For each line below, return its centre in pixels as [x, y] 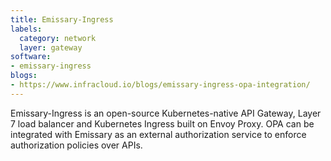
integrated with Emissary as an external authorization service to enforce [158, 134]
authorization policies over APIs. [76, 145]
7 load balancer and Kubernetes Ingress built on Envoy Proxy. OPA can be [162, 123]
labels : [26, 29]
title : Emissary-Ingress [62, 19]
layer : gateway [51, 47]
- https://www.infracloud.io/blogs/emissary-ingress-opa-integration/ [160, 85]
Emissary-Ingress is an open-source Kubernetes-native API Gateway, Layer [166, 113]
